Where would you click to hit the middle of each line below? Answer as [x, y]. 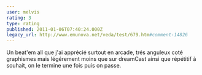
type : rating [23, 23]
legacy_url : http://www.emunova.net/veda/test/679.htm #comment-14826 [97, 35]
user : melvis [23, 12]
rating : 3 [19, 18]
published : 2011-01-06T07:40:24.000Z [55, 29]
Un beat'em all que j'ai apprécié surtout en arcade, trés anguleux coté [95, 52]
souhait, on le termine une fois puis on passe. [64, 66]
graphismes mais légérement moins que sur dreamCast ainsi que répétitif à [101, 59]
